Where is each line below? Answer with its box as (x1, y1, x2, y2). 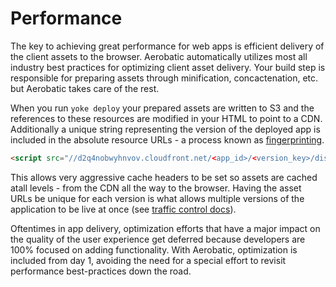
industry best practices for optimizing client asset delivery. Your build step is (10, 61, 326, 73)
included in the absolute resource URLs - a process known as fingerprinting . (10, 133, 325, 146)
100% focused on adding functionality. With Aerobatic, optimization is (10, 243, 298, 256)
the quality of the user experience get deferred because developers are (10, 233, 306, 245)
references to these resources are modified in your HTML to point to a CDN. (10, 112, 323, 124)
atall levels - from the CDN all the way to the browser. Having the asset (10, 182, 302, 194)
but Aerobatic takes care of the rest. (10, 82, 160, 94)
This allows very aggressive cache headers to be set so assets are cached (10, 171, 318, 183)
